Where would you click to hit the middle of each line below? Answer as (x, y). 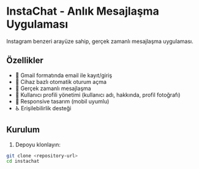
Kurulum (23, 130)
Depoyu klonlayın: (38, 145)
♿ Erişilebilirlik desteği (43, 108)
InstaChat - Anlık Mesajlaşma (83, 11)
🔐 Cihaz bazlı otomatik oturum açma (61, 81)
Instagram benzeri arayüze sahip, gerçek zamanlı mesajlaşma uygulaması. (100, 41)
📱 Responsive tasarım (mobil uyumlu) (62, 101)
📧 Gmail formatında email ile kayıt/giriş (63, 75)
